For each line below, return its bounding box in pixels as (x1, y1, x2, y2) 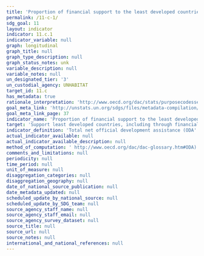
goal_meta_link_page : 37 (6, 110, 69, 116)
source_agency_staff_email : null (6, 212, 91, 218)
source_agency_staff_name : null (6, 206, 88, 212)
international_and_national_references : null (6, 240, 123, 246)
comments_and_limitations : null (6, 150, 88, 156)
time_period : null (6, 161, 53, 167)
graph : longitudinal (6, 43, 59, 49)
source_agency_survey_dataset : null (6, 218, 99, 224)
